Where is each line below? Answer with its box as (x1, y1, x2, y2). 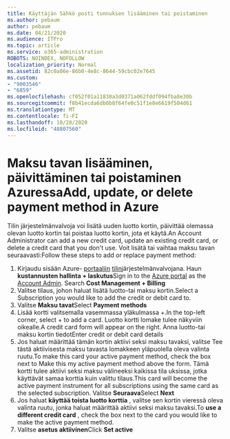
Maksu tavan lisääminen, (7, 155, 153, 171)
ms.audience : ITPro (7, 36, 63, 43)
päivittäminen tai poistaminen (7, 170, 182, 185)
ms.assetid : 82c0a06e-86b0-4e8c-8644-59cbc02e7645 (7, 68, 156, 74)
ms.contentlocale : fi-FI (7, 112, 79, 119)
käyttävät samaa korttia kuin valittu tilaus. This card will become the (17, 374, 208, 382)
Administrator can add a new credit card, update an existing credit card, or (7, 236, 219, 245)
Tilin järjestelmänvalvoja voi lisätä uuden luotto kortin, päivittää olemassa (7, 222, 213, 230)
